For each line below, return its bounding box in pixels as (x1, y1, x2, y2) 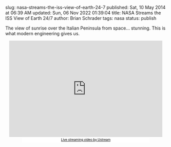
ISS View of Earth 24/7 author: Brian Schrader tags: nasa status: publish (5, 15, 157, 21)
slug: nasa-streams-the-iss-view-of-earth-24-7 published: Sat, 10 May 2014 (5, 5, 166, 10)
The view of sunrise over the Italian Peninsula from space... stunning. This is (5, 25, 166, 31)
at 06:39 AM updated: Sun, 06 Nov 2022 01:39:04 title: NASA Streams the (5, 10, 161, 16)
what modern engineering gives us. (5, 31, 80, 36)
